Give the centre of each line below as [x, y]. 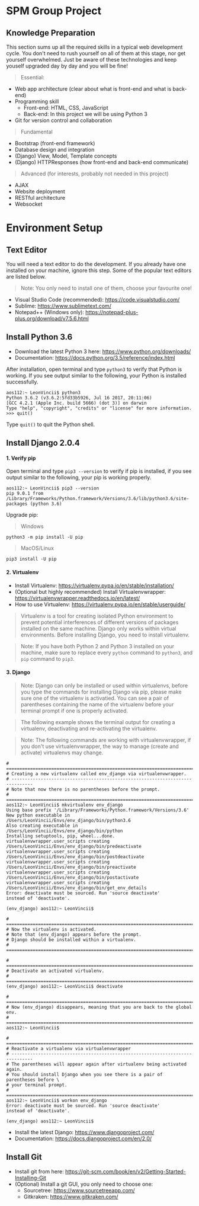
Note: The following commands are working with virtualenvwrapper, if [106, 740]
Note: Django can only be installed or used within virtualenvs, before [104, 685]
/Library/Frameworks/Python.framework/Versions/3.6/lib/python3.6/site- [98, 499]
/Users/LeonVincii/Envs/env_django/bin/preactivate [71, 867]
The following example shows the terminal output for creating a [98, 722]
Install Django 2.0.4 [43, 443]
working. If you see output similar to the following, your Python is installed [96, 375]
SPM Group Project [54, 11]
